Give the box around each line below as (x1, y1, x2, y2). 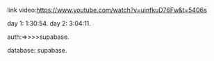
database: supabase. (7, 46, 67, 54)
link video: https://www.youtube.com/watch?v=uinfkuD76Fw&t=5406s (7, 6, 207, 14)
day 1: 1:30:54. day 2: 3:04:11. (7, 19, 92, 27)
